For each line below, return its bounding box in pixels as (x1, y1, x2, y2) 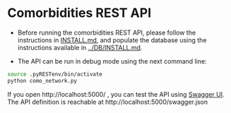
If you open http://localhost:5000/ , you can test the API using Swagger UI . (7, 90, 225, 98)
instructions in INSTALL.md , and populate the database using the (17, 35, 207, 44)
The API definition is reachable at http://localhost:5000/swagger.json (7, 97, 208, 106)
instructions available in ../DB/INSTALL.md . (17, 43, 143, 52)
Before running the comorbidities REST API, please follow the (17, 28, 196, 37)
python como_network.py (7, 77, 78, 84)
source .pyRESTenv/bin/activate (7, 71, 102, 78)
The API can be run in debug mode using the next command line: (17, 56, 207, 65)
